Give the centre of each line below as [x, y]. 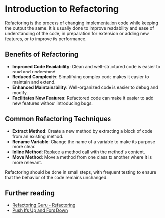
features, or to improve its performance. [46, 39]
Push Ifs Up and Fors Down [40, 210]
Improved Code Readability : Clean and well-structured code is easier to [86, 66]
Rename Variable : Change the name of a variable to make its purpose [83, 141]
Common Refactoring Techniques [58, 119]
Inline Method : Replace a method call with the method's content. [79, 152]
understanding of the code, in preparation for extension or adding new [77, 33]
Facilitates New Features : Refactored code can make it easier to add [83, 98]
